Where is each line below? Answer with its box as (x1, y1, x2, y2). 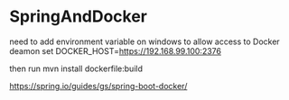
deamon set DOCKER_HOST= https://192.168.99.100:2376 (9, 45, 221, 56)
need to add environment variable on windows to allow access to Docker (9, 36, 280, 47)
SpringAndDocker (9, 6, 147, 27)
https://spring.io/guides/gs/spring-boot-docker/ (9, 80, 188, 91)
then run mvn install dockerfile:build (9, 63, 143, 74)
